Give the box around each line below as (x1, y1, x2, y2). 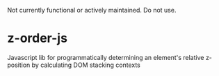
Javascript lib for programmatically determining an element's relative (7, 53, 204, 61)
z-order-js (7, 31, 68, 46)
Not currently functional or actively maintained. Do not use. (7, 6, 177, 14)
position (7, 61, 31, 69)
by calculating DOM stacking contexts (31, 61, 140, 69)
